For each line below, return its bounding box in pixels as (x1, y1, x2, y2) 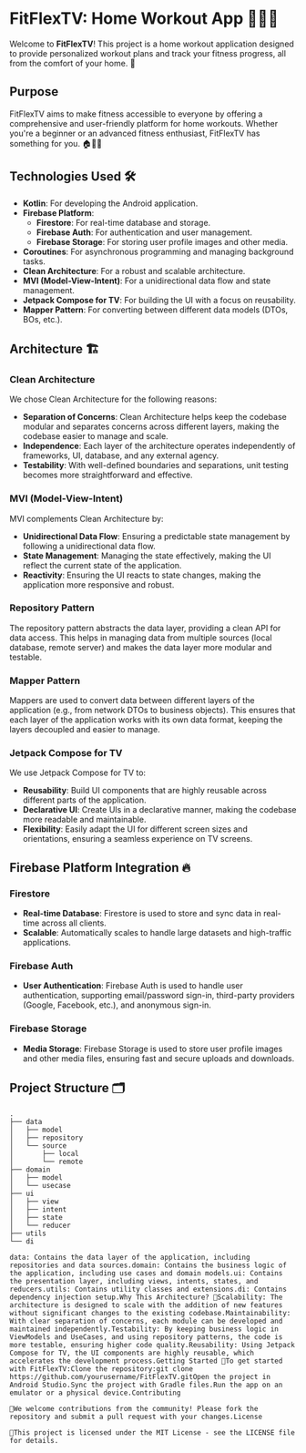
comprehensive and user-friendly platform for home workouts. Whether (9, 118, 279, 128)
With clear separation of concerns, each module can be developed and (9, 1316, 283, 1325)
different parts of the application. (22, 794, 148, 805)
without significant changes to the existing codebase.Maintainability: (9, 1308, 291, 1317)
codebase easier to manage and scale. (22, 431, 168, 442)
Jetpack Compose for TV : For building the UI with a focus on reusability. (22, 294, 296, 305)
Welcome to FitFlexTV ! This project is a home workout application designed (9, 38, 294, 49)
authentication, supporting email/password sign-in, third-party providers (22, 990, 295, 1001)
